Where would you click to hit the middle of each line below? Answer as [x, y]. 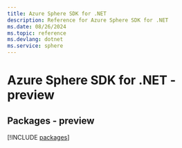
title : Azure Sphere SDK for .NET [57, 14]
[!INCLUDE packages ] [38, 137]
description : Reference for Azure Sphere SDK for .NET [88, 20]
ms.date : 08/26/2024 [37, 26]
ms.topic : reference [37, 33]
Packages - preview [51, 121]
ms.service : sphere [35, 46]
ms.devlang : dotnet [35, 40]
